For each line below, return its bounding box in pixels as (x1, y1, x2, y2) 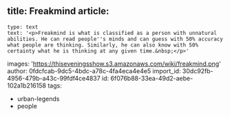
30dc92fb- (182, 66, 213, 75)
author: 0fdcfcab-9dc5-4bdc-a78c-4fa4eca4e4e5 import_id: (7, 66, 181, 75)
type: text (7, 23, 39, 30)
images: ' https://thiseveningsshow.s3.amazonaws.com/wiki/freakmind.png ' (7, 60, 222, 68)
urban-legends (17, 94, 60, 103)
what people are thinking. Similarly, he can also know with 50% (7, 41, 198, 49)
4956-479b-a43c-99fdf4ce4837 (7, 74, 101, 82)
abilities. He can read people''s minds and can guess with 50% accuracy (7, 36, 224, 42)
